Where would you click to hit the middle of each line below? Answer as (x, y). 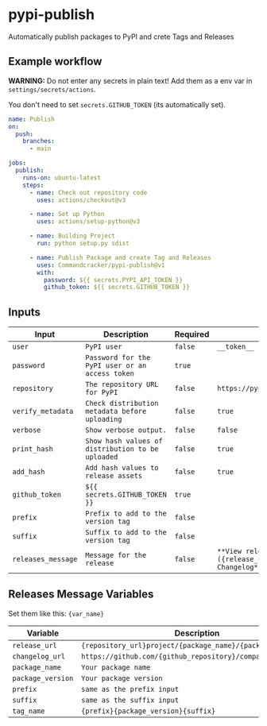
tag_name (29, 711)
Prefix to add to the (126, 514)
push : (25, 134)
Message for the (116, 555)
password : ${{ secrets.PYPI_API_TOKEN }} (113, 280)
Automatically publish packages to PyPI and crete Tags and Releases (121, 37)
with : (46, 272)
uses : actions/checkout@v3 (81, 200)
